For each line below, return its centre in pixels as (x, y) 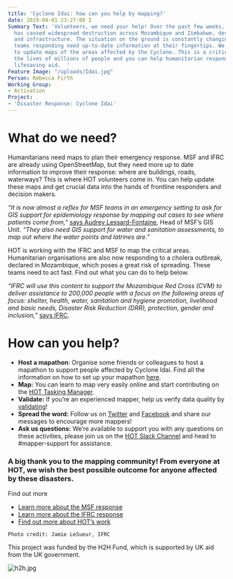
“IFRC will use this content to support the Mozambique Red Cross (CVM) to (115, 285)
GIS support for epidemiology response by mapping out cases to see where (116, 215)
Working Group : (30, 84)
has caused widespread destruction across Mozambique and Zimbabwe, (115, 33)
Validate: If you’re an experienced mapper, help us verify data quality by (121, 399)
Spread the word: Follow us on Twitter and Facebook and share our (114, 413)
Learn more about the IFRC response (71, 515)
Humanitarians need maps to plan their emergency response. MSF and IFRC (116, 157)
